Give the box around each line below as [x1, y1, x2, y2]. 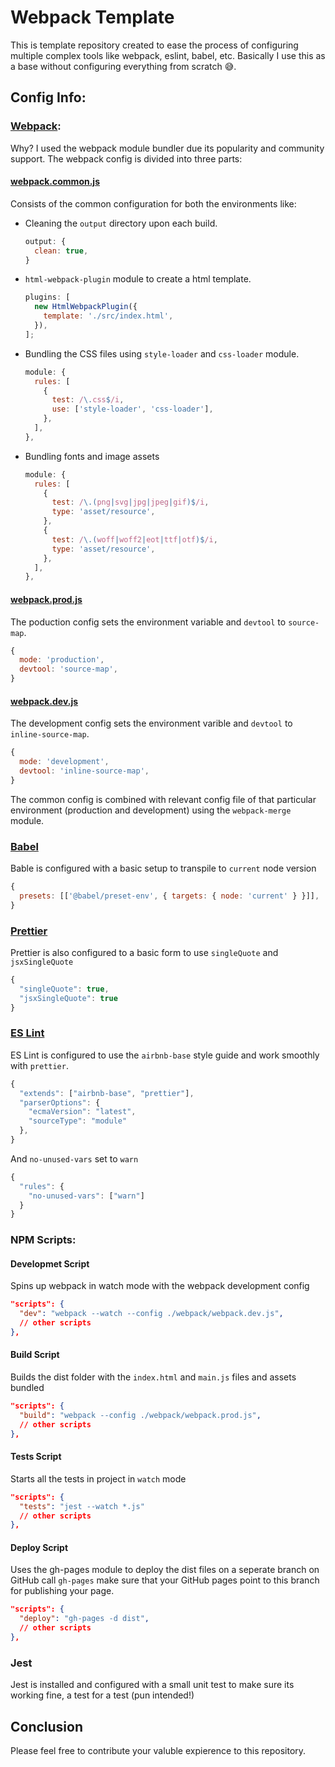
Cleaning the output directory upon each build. [24, 217, 218, 229]
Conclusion [10, 1718, 84, 1735]
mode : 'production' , [19, 655, 105, 665]
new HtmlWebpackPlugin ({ [34, 302, 138, 312]
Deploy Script [10, 1541, 69, 1553]
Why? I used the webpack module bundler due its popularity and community [10, 142, 325, 154]
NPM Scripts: [10, 1233, 77, 1247]
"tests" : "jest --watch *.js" [19, 1501, 145, 1511]
